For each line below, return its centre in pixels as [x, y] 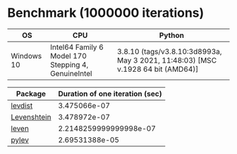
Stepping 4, [69, 65]
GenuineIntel [71, 73]
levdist [22, 105]
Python [172, 35]
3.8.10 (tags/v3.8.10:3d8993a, [170, 51]
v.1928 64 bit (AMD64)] [158, 69]
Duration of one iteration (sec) [110, 94]
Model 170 [68, 56]
